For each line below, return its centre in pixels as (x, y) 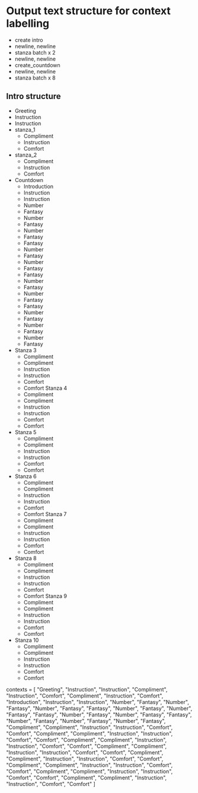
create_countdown (37, 65)
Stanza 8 (25, 558)
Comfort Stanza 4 (45, 388)
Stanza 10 (27, 640)
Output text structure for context (88, 11)
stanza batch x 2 (35, 52)
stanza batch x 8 (35, 78)
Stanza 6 (25, 476)
